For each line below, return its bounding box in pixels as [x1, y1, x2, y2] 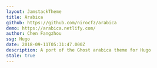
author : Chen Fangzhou [6, 31, 62, 37]
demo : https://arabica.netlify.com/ [6, 25, 96, 31]
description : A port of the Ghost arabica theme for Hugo [6, 47, 151, 53]
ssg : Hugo [6, 36, 31, 42]
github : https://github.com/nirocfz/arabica [6, 20, 117, 25]
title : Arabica [6, 14, 44, 20]
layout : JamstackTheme [6, 8, 62, 15]
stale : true [6, 53, 35, 59]
